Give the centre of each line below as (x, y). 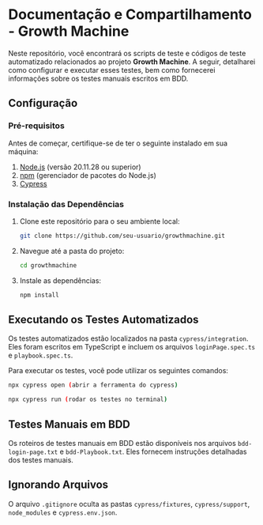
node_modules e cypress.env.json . (63, 512)
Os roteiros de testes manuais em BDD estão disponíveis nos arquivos (122, 443)
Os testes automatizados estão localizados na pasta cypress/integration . (128, 338)
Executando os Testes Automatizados (103, 319)
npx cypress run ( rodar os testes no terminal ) (88, 400)
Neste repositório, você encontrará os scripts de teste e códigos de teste (127, 53)
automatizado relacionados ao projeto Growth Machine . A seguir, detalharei (132, 62)
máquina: (23, 151)
